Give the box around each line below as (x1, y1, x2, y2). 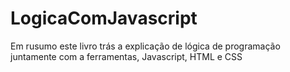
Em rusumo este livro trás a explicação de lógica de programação (10, 40, 281, 52)
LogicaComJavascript (10, 7, 198, 30)
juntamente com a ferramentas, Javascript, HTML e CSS (10, 50, 243, 62)
